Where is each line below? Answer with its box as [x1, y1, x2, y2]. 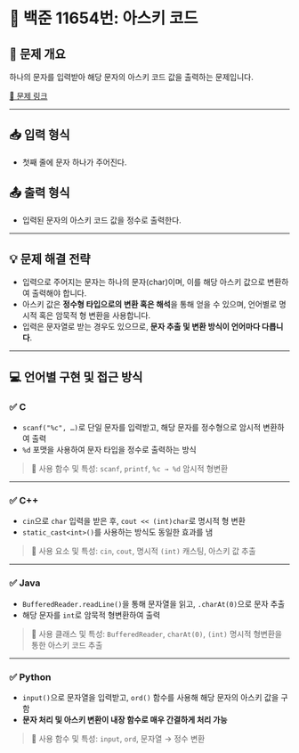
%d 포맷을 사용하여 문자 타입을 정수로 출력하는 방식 [21, 445, 198, 455]
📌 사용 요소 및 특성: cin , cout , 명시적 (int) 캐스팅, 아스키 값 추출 [30, 545, 256, 557]
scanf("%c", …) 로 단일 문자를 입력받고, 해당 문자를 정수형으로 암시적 [21, 422, 261, 433]
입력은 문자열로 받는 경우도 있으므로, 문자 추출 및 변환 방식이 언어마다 [21, 322, 261, 332]
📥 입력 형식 [9, 127, 70, 143]
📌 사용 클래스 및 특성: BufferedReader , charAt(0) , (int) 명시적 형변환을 [30, 628, 283, 639]
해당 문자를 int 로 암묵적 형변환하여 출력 [21, 610, 161, 620]
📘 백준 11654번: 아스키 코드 [9, 8, 198, 29]
